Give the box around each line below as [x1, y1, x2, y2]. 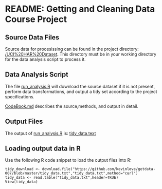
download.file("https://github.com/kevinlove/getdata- [42, 167, 156, 171]
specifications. [5, 94, 35, 99]
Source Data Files [5, 33, 59, 41]
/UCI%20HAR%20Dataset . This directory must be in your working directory [5, 51, 157, 57]
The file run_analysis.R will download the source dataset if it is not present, [5, 83, 155, 89]
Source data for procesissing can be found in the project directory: [5, 46, 139, 52]
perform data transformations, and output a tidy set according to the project [5, 89, 157, 94]
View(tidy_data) [5, 179, 38, 185]
